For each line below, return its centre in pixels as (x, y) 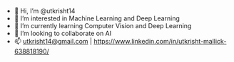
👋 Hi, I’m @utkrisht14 (45, 11)
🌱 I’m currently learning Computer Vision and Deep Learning (103, 26)
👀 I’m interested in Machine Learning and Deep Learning (97, 18)
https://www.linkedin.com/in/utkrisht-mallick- (160, 41)
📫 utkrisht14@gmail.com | (53, 41)
